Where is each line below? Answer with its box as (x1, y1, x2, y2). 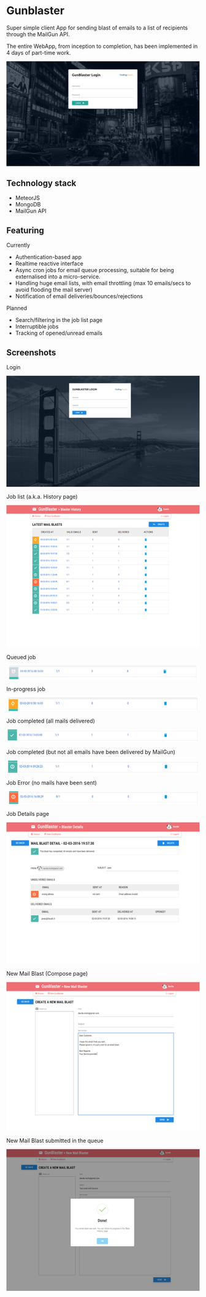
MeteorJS (15, 194, 40, 202)
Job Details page (6, 810, 50, 818)
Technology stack (6, 178, 77, 188)
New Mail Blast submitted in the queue (6, 1137, 104, 1145)
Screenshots (6, 347, 56, 358)
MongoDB (15, 201, 41, 208)
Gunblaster (6, 4, 65, 18)
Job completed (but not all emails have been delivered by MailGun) (6, 748, 176, 756)
